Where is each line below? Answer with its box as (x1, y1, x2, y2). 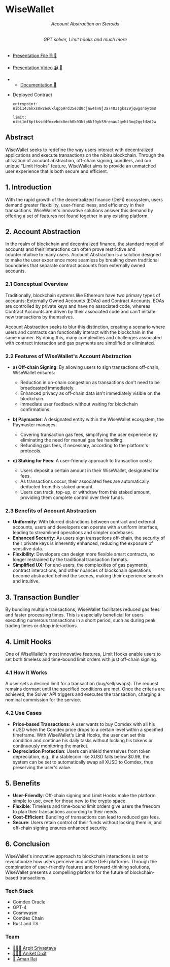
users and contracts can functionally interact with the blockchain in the (5, 329, 154, 335)
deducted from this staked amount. (20, 484, 94, 490)
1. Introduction (5, 183, 52, 192)
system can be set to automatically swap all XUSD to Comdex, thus (12, 759, 153, 765)
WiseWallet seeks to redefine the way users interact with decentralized (5, 146, 154, 153)
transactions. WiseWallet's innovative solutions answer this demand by (5, 207, 153, 213)
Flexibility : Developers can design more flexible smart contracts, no (12, 551, 155, 558)
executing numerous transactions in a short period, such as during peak (5, 617, 156, 624)
